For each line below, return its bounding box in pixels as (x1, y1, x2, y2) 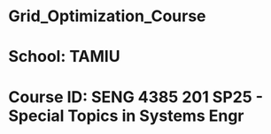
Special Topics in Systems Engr (8, 106, 244, 125)
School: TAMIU (8, 47, 120, 67)
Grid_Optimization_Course (8, 6, 206, 26)
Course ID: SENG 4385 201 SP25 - (8, 86, 263, 107)
